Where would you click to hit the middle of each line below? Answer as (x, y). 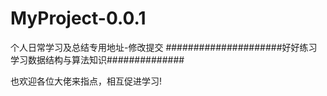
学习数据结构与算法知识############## (97, 59)
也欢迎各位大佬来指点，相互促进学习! (86, 81)
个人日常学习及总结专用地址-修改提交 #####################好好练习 (164, 47)
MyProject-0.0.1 (78, 18)
